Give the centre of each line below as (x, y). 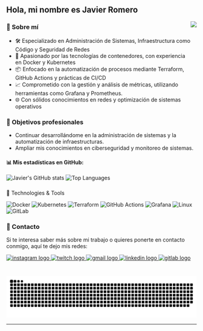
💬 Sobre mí (22, 27)
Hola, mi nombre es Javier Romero (72, 10)
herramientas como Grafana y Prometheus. (69, 93)
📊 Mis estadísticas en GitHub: (45, 162)
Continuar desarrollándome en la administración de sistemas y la (95, 135)
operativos (28, 106)
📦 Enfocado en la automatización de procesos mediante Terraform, (99, 69)
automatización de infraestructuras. (60, 141)
